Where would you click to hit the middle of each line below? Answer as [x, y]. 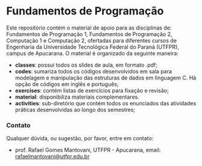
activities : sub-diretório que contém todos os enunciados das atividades [106, 103]
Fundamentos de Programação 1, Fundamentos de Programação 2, [89, 34]
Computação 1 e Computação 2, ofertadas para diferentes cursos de [91, 40]
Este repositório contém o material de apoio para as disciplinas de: [89, 28]
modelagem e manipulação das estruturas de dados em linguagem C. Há [106, 78]
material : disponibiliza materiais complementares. [77, 97]
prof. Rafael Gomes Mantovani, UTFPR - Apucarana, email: [88, 150]
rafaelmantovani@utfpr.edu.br [52, 156]
